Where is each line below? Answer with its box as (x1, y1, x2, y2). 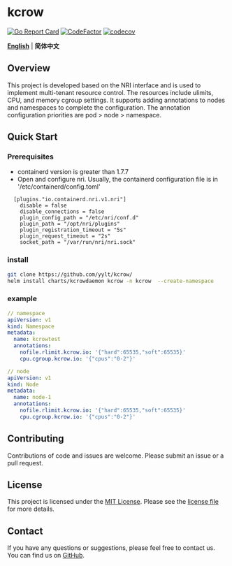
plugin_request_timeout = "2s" (20, 233, 111, 240)
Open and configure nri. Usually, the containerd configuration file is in (17, 175, 219, 184)
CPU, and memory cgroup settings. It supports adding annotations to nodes (7, 96, 226, 104)
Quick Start (7, 131, 58, 143)
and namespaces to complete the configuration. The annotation (7, 103, 191, 112)
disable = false (20, 202, 68, 210)
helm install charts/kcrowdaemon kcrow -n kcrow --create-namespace (7, 277, 215, 284)
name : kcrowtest (13, 336, 61, 343)
